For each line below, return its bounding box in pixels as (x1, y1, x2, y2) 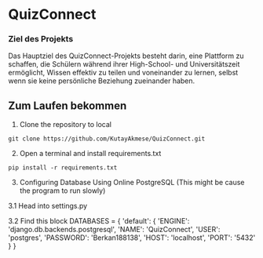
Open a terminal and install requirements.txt (19, 149, 162, 158)
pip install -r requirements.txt (8, 164, 118, 172)
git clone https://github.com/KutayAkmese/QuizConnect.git (8, 135, 206, 143)
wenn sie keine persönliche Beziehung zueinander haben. (8, 76, 195, 85)
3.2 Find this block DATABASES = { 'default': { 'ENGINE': (8, 216, 190, 226)
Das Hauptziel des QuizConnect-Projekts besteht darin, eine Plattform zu (8, 51, 245, 60)
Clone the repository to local (19, 120, 112, 129)
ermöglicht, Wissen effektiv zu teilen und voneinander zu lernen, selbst (8, 68, 239, 78)
